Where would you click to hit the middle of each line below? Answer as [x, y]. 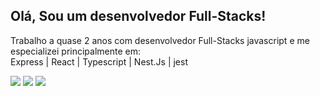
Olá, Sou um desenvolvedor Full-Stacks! [138, 16]
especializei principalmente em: [76, 51]
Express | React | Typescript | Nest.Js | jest [99, 61]
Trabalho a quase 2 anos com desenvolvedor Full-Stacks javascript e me [160, 40]
